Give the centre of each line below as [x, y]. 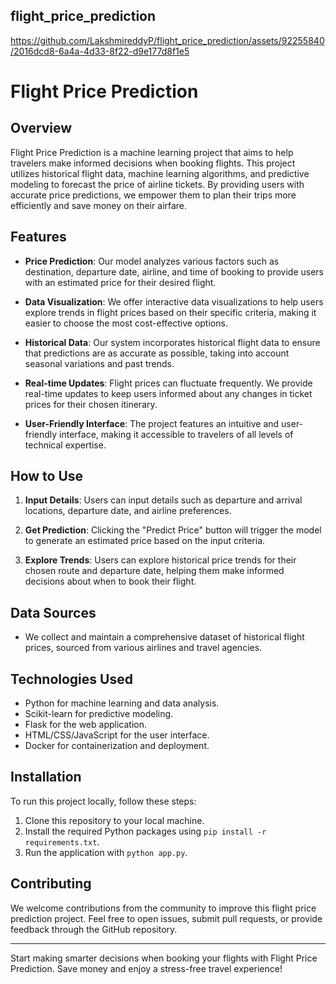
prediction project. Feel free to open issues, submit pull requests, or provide [166, 918]
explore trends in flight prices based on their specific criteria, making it [170, 312]
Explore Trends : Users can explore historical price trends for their [160, 560]
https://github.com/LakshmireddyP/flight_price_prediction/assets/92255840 [167, 40]
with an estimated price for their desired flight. [120, 282]
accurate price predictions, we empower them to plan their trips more [153, 195]
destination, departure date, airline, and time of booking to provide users [174, 271]
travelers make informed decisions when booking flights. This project [153, 163]
